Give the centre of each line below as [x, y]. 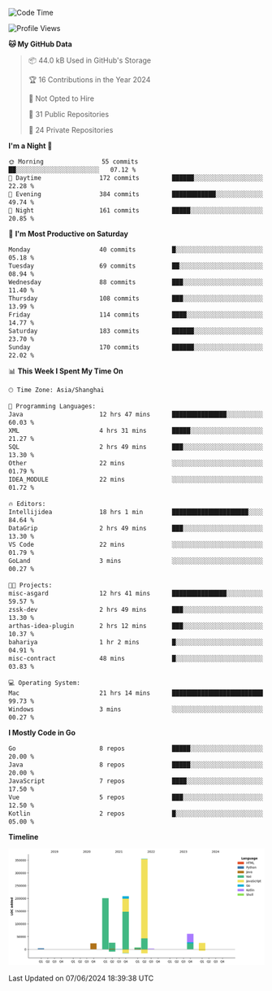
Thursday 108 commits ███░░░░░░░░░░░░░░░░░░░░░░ [136, 299]
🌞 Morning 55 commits [73, 162]
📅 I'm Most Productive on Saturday [68, 234]
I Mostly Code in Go [42, 733]
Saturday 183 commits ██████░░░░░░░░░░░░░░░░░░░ [136, 331]
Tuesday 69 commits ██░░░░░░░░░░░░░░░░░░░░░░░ [136, 266]
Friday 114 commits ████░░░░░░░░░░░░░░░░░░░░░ [136, 315]
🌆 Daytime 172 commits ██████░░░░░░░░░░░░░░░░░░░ [136, 178]
